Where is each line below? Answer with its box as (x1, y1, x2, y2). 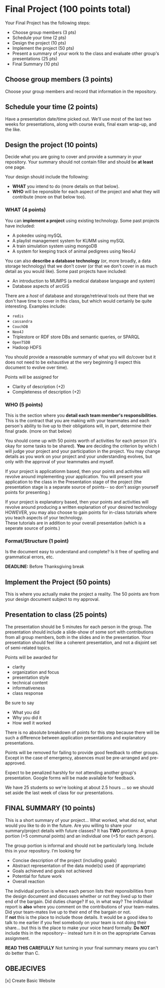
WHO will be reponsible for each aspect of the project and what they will (12, 189, 160, 195)
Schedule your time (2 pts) (12, 35, 66, 41)
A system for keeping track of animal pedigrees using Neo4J (12, 248, 136, 254)
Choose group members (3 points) (5, 75, 113, 84)
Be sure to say (5, 700, 34, 706)
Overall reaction (12, 878, 45, 884)
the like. (5, 126, 21, 132)
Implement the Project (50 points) (5, 578, 111, 586)
